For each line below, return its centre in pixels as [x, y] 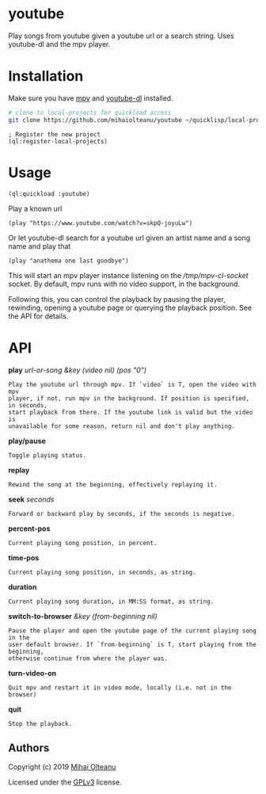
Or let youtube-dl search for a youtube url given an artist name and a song [129, 238]
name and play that [40, 246]
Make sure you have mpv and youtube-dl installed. [91, 98]
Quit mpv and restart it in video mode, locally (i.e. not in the [120, 687]
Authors [29, 748]
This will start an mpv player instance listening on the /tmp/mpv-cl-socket [128, 275]
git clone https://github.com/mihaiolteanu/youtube [95, 120]
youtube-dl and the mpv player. [59, 44]
